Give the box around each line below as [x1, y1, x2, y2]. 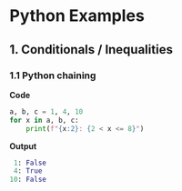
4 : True [13, 166, 43, 176]
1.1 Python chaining [9, 69, 96, 82]
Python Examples [9, 5, 146, 26]
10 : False [9, 175, 47, 185]
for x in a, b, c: [9, 116, 79, 125]
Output [9, 140, 37, 151]
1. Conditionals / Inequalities [9, 42, 173, 57]
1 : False [13, 158, 47, 167]
